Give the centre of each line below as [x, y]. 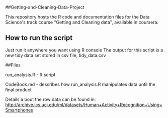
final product [18, 89]
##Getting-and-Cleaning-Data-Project [45, 7]
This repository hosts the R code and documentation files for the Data [77, 17]
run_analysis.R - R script [30, 74]
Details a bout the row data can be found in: [51, 99]
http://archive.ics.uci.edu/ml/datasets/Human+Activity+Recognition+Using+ [84, 104]
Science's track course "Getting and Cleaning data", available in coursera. [82, 22]
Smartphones [19, 110]
